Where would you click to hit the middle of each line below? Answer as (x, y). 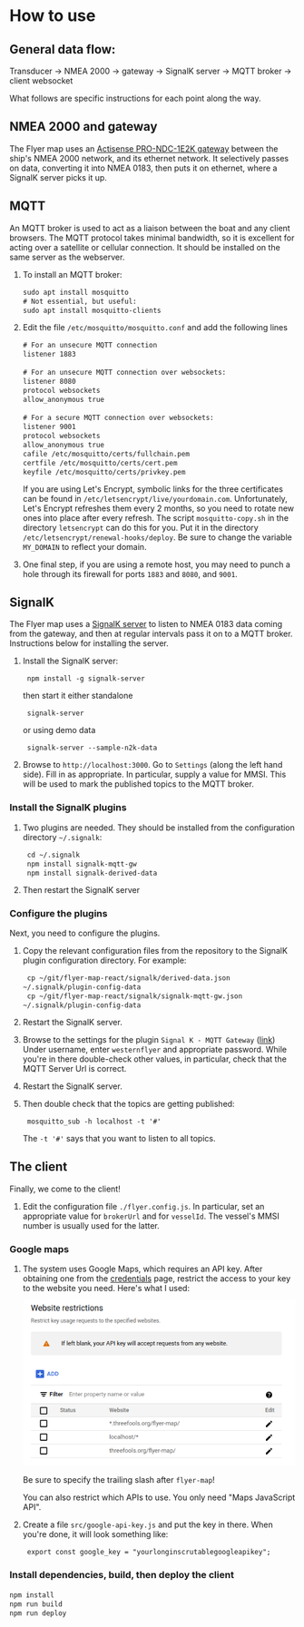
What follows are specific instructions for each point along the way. (135, 98)
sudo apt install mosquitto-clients (92, 310)
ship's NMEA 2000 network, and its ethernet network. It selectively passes (149, 158)
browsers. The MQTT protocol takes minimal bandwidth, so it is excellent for (152, 238)
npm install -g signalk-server (86, 679)
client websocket (41, 81)
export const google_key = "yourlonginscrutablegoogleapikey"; (149, 1553)
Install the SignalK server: (70, 661)
